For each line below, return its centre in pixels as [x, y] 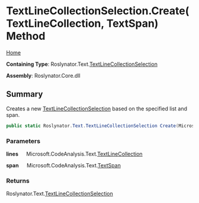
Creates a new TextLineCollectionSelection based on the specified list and [97, 109]
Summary [25, 94]
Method [26, 36]
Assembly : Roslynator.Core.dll [44, 75]
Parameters [23, 141]
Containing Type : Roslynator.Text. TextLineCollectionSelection [82, 64]
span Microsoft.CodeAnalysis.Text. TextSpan [64, 165]
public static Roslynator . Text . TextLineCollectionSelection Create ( [92, 126]
